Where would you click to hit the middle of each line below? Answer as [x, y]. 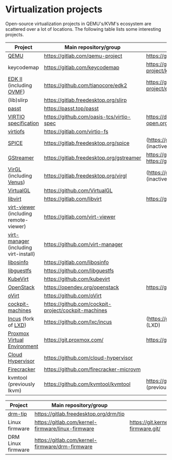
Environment [23, 346]
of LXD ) [17, 325]
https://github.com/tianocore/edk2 [85, 85]
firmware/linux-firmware [64, 428]
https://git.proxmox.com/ [74, 339]
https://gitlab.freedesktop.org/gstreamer [93, 157]
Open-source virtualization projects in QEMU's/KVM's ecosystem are [78, 24]
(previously [21, 384]
